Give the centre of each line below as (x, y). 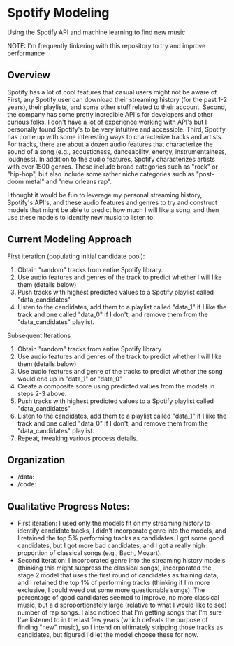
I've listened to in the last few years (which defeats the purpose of (112, 620)
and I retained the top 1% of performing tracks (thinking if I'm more (114, 583)
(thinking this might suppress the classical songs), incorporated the (114, 568)
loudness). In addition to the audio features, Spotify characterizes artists (111, 159)
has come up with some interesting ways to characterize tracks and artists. (115, 136)
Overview (29, 75)
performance (26, 53)
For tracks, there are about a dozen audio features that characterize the (110, 144)
